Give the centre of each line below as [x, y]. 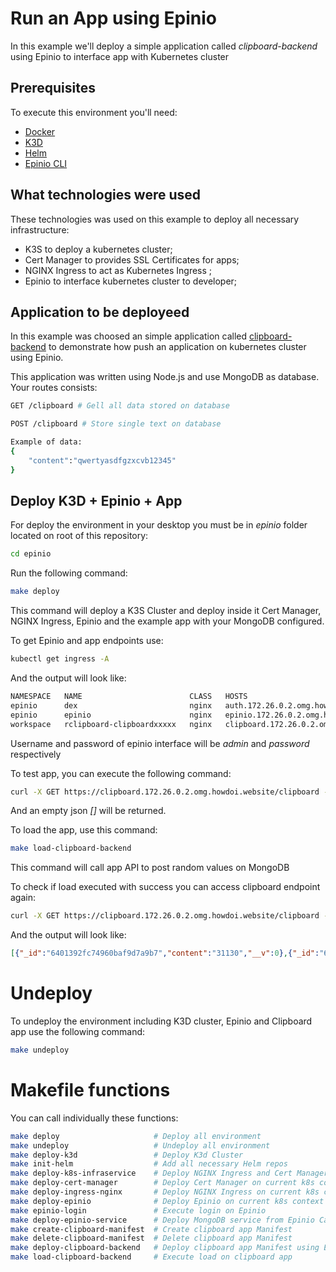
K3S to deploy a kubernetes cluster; [98, 249]
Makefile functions [90, 1090]
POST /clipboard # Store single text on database [116, 424]
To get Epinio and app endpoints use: [87, 641]
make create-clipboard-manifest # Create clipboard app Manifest [151, 1229]
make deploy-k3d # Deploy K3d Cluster [127, 1155]
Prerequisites [53, 88]
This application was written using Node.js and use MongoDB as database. [165, 377]
